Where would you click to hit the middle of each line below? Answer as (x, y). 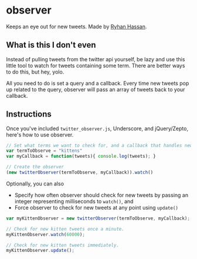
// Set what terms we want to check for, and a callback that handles (94, 145)
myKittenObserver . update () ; (40, 251)
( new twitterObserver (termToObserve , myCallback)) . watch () (80, 172)
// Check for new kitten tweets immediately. (62, 245)
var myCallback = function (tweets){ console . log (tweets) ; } (81, 157)
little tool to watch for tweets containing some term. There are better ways (96, 65)
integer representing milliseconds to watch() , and (74, 201)
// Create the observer (35, 167)
